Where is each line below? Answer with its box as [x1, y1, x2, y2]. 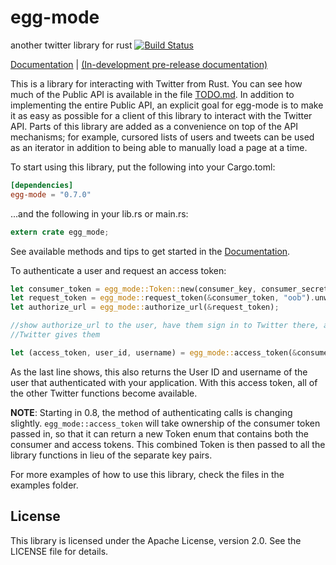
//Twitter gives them [10, 330, 101, 340]
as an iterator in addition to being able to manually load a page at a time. [10, 141, 308, 153]
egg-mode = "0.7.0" [10, 189, 92, 200]
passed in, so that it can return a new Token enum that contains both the [10, 427, 310, 440]
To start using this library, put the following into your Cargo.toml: [10, 161, 276, 173]
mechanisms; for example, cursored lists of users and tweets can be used [10, 131, 315, 143]
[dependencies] [10, 180, 74, 190]
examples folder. [10, 479, 79, 491]
